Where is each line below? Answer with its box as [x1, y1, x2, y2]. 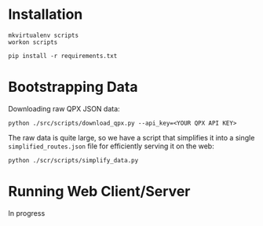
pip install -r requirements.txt [8, 52, 118, 60]
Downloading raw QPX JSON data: [8, 104, 120, 113]
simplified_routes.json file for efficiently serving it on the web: [8, 141, 214, 151]
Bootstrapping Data [8, 78, 138, 96]
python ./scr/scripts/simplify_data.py [8, 156, 139, 164]
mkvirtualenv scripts [8, 31, 79, 39]
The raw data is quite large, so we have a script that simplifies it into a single [8, 133, 255, 142]
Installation [8, 5, 83, 24]
